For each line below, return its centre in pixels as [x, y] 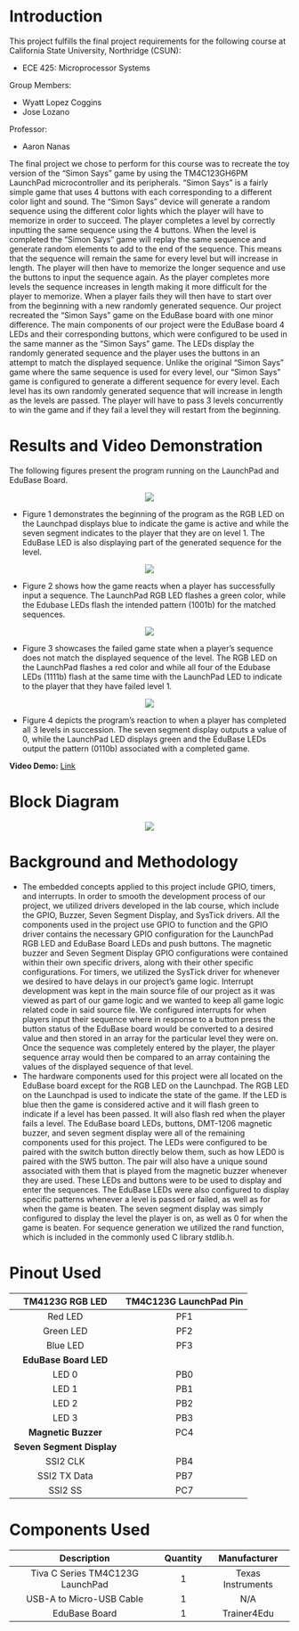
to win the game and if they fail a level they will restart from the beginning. [145, 410]
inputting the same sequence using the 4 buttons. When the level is [133, 230]
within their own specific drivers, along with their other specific [137, 962]
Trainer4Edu [248, 1613]
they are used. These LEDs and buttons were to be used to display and [152, 1180]
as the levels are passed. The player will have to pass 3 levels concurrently [146, 400]
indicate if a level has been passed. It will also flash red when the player [154, 1114]
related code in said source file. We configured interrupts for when [144, 1010]
